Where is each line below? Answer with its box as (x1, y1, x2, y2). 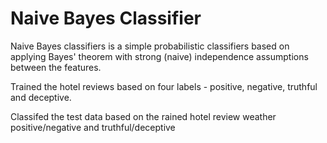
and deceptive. (10, 91, 72, 103)
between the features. (10, 61, 102, 73)
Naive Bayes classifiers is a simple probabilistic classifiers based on (10, 40, 290, 52)
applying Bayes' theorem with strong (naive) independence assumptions (10, 50, 309, 62)
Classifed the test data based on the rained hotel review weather (10, 110, 277, 122)
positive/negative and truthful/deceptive (10, 121, 176, 133)
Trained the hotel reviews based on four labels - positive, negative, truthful (10, 80, 318, 92)
